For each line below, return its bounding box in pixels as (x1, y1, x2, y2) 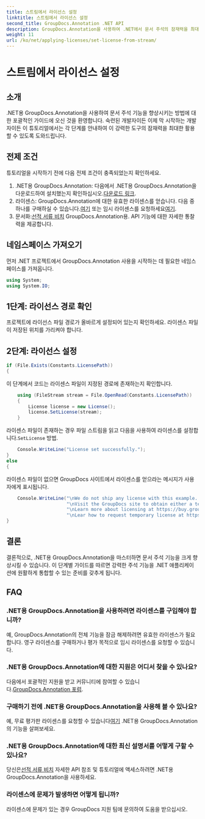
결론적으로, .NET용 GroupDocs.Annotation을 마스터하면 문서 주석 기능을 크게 (6, 554, 192, 561)
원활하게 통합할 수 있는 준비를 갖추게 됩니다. (17, 569, 122, 576)
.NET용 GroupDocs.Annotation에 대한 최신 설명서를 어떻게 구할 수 (6, 742, 194, 751)
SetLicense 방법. (17, 435, 59, 442)
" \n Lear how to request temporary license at (66, 512, 184, 518)
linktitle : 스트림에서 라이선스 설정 (6, 15, 88, 21)
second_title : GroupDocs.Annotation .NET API (6, 20, 124, 26)
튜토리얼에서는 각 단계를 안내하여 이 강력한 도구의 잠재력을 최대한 (29, 125, 184, 131)
